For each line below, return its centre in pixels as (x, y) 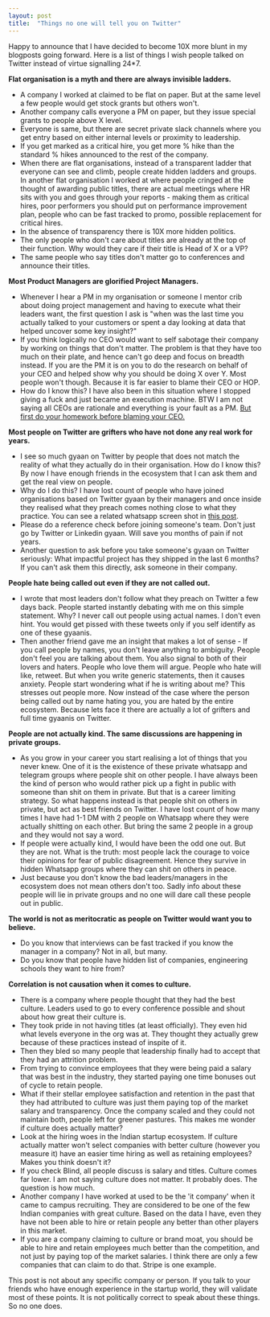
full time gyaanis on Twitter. (65, 718)
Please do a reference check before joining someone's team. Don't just (137, 525)
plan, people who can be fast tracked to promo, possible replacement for (141, 214)
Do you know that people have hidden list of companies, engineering (134, 960)
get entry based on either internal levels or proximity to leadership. (130, 137)
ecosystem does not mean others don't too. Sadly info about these (130, 886)
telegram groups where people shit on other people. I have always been (139, 775)
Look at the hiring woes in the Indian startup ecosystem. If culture (129, 1136)
